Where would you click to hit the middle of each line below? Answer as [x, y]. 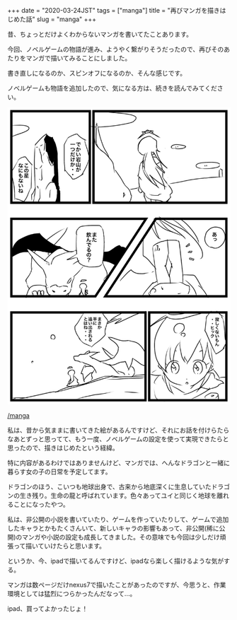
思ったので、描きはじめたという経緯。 [63, 448]
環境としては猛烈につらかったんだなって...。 [72, 593]
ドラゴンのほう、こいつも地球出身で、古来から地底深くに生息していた [110, 487]
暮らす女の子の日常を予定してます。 [59, 472]
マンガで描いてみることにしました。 [79, 58]
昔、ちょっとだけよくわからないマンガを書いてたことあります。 [100, 34]
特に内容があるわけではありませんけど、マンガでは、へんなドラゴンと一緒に [118, 463]
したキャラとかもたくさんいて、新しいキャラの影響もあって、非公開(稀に [113, 528]
